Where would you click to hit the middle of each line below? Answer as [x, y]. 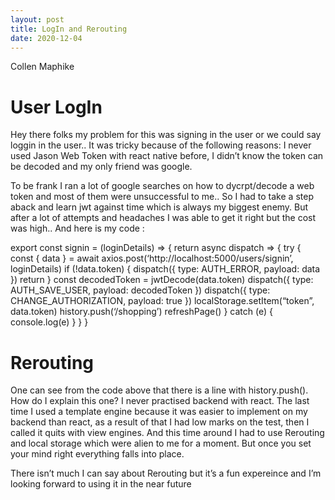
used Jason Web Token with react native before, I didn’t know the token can [167, 156]
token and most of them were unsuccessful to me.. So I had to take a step [162, 197]
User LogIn [56, 107]
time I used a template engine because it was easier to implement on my [159, 412]
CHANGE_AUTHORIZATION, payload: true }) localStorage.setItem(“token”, [162, 301]
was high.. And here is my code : [77, 228]
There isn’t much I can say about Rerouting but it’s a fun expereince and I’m [166, 473]
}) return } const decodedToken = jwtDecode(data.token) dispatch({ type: [162, 280]
